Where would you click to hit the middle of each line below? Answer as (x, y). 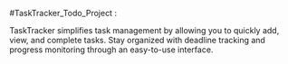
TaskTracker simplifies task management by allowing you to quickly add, (144, 30)
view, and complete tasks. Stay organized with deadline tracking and (137, 40)
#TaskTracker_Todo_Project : (63, 13)
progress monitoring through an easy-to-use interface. (111, 50)
